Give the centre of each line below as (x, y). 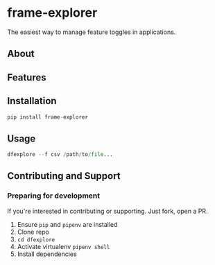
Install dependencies (47, 254)
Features (27, 77)
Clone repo (33, 232)
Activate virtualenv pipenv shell (63, 246)
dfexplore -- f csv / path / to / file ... (60, 155)
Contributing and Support (64, 176)
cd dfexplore (36, 240)
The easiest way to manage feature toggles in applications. (92, 32)
